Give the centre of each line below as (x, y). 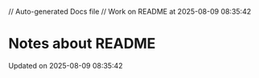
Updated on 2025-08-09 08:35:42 (66, 65)
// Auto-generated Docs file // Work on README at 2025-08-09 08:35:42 (130, 12)
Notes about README (82, 44)
